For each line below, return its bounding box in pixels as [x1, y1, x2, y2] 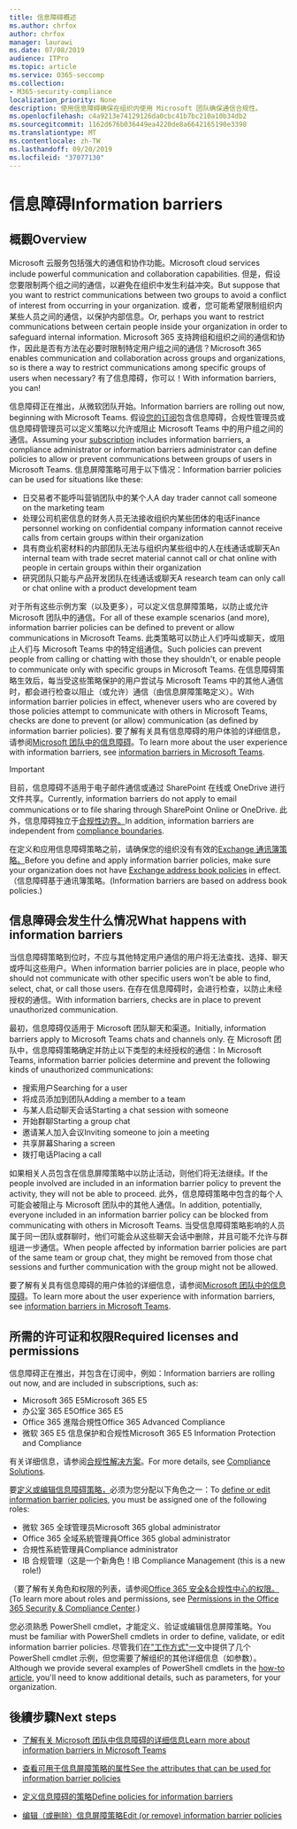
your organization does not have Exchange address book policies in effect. [9, 864, 281, 875]
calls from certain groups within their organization [21, 532, 204, 543]
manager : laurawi [9, 37, 73, 47]
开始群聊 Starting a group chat [21, 1116, 131, 1127]
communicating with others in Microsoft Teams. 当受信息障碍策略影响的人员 [9, 1220, 286, 1231]
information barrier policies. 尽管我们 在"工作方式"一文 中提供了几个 [9, 1642, 251, 1653]
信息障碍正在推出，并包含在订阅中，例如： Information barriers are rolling [9, 1368, 276, 1379]
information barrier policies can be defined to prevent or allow [9, 621, 235, 632]
